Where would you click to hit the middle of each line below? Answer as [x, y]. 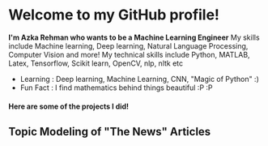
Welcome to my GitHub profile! [114, 15]
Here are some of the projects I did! [69, 106]
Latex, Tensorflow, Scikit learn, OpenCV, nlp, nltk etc [96, 63]
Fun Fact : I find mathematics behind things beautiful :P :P [116, 88]
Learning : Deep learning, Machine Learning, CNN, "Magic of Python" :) [139, 79]
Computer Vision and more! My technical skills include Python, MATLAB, [129, 54]
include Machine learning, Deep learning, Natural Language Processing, [128, 45]
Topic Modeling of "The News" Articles [110, 131]
